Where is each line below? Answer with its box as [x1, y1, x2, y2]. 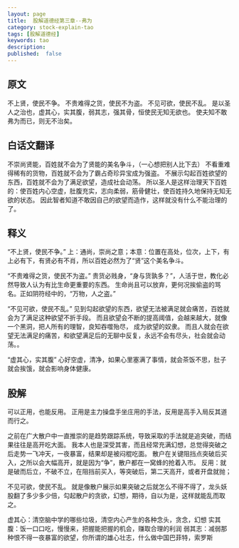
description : [7, 44, 46, 51]
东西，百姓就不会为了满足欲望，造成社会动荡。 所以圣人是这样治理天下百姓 [7, 178, 228, 186]
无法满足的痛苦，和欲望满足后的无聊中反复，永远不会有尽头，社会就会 [13, 331, 219, 340]
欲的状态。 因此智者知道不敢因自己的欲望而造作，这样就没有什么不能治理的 [7, 196, 228, 204]
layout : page [7, 10, 46, 18]
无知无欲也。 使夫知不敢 [156, 108, 228, 116]
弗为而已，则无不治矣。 [7, 116, 76, 125]
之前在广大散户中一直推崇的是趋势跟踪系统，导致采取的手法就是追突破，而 [7, 432, 225, 440]
